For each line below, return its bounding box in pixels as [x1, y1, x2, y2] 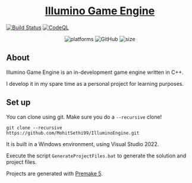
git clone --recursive [6, 125, 62, 131]
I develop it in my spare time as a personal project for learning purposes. [6, 80, 184, 87]
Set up [6, 97, 31, 108]
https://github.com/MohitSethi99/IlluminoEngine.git [6, 130, 140, 136]
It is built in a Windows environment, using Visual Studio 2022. [6, 140, 159, 147]
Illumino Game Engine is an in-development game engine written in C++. [6, 69, 184, 76]
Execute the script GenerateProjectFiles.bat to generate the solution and [6, 152, 187, 159]
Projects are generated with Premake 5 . [6, 170, 103, 177]
